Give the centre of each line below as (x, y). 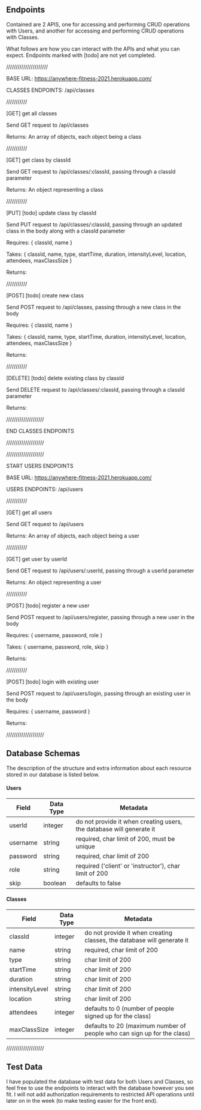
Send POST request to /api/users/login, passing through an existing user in (98, 693)
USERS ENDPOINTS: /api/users (45, 489)
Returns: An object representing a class (55, 189)
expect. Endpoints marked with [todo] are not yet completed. (81, 55)
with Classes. (23, 37)
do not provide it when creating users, (129, 821)
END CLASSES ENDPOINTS (40, 431)
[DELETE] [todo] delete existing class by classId (65, 378)
